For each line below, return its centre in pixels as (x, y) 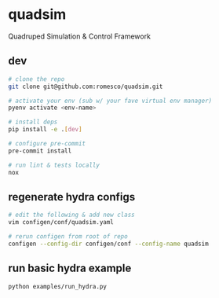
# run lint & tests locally (54, 165)
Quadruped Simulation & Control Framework (80, 36)
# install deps (33, 122)
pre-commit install (40, 151)
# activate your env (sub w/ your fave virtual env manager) (110, 101)
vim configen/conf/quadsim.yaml (61, 223)
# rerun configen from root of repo (68, 237)
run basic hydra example (70, 269)
